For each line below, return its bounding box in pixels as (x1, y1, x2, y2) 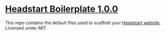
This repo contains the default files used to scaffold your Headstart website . (5, 20, 161, 26)
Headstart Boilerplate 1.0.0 (5, 3, 118, 15)
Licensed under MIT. (5, 25, 48, 31)
